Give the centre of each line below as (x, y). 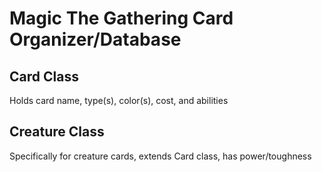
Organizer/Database (95, 39)
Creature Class (57, 132)
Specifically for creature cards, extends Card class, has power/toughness (160, 156)
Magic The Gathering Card (121, 18)
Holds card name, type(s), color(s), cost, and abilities (119, 100)
